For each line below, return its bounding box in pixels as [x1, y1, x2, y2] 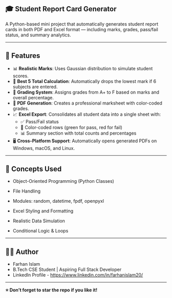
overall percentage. [12, 94, 54, 100]
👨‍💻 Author [5, 247, 39, 256]
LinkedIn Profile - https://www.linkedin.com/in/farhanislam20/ [12, 272, 143, 278]
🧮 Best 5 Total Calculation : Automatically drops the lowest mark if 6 [12, 78, 157, 84]
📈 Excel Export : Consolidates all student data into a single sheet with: [12, 111, 161, 117]
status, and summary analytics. [5, 32, 72, 38]
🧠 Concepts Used [5, 165, 62, 174]
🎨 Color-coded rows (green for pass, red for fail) [20, 124, 123, 130]
